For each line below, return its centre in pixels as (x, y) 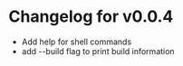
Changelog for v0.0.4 (91, 17)
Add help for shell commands (77, 42)
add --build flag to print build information (98, 51)
